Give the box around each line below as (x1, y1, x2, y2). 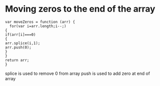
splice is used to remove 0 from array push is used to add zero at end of (5, 70, 150, 76)
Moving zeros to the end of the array (5, 3, 156, 15)
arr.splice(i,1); (5, 40, 40, 46)
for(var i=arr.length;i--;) (9, 23, 67, 29)
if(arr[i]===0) (5, 32, 36, 37)
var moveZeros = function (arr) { (5, 19, 76, 24)
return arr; (5, 57, 29, 63)
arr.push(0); (5, 45, 32, 50)
